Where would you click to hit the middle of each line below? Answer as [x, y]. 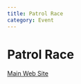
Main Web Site [28, 74]
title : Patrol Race [35, 14]
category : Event [30, 20]
